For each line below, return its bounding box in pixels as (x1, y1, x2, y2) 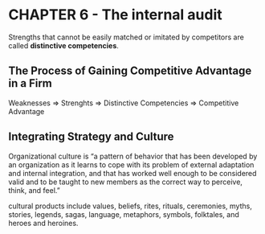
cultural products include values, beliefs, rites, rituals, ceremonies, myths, (8, 201, 253, 211)
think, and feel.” (8, 185, 60, 195)
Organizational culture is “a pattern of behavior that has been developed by (8, 151, 258, 161)
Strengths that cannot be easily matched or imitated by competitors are (8, 32, 245, 42)
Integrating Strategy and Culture (8, 130, 174, 144)
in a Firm (8, 76, 52, 90)
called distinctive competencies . (8, 40, 119, 50)
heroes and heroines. (8, 218, 79, 228)
